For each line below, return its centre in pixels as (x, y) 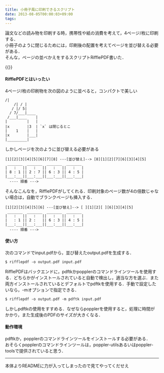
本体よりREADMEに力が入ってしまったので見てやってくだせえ (67, 366)
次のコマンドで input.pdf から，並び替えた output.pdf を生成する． (70, 253)
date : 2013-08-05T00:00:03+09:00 (39, 14)
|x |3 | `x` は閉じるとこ (38, 127)
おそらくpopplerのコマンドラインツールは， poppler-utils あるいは (71, 345)
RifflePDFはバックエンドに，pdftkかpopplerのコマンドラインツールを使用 (79, 272)
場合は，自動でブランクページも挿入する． (52, 197)
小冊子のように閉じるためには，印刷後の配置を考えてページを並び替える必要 (82, 45)
